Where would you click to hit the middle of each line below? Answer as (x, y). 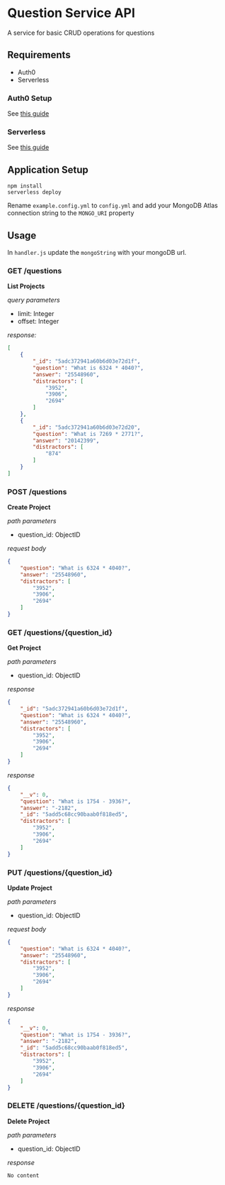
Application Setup (48, 169)
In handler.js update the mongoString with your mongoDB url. (97, 252)
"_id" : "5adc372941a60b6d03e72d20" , (87, 427)
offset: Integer (38, 322)
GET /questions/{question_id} (60, 632)
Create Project (29, 507)
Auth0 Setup (30, 98)
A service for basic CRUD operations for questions (81, 33)
